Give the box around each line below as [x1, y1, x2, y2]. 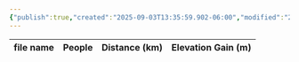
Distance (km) [101, 41, 163, 53]
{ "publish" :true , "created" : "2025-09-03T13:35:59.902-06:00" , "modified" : [9, 12, 285, 22]
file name [13, 41, 55, 53]
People [62, 41, 93, 53]
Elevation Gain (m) [171, 41, 252, 53]
